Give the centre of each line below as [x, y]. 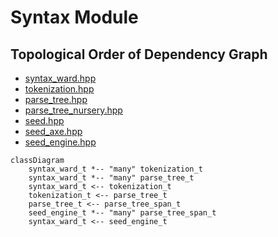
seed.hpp [44, 120]
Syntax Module [74, 17]
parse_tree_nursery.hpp [73, 110]
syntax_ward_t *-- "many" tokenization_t [115, 169]
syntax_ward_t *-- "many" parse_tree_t [111, 178]
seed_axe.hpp [53, 131]
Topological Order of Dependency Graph [139, 54]
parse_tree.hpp [56, 99]
